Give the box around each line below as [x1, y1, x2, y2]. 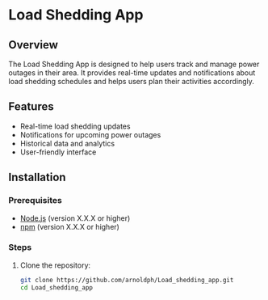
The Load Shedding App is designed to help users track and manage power [8, 59, 260, 69]
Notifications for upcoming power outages [19, 129, 161, 139]
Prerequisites [8, 195, 62, 206]
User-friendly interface [19, 147, 97, 157]
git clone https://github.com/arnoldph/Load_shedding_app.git [19, 276, 234, 284]
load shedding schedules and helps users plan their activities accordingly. [8, 77, 254, 86]
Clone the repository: [19, 260, 91, 270]
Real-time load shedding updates [19, 121, 131, 131]
